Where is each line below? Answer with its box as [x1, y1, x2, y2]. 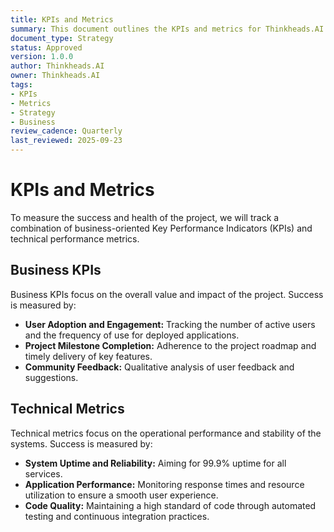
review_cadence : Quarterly [10, 126, 123, 136]
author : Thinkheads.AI [10, 61, 105, 71]
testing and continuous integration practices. [24, 510, 210, 522]
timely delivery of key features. [24, 350, 153, 362]
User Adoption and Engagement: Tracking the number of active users [24, 318, 316, 330]
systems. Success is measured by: [10, 437, 153, 450]
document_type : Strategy [10, 33, 114, 43]
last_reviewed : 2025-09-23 [10, 136, 123, 146]
